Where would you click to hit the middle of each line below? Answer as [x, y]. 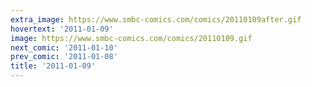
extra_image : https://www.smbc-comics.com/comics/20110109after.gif [156, 19]
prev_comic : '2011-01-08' [64, 57]
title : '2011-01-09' [53, 66]
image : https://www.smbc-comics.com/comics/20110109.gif [131, 38]
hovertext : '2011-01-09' [62, 29]
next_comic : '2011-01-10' [64, 47]
